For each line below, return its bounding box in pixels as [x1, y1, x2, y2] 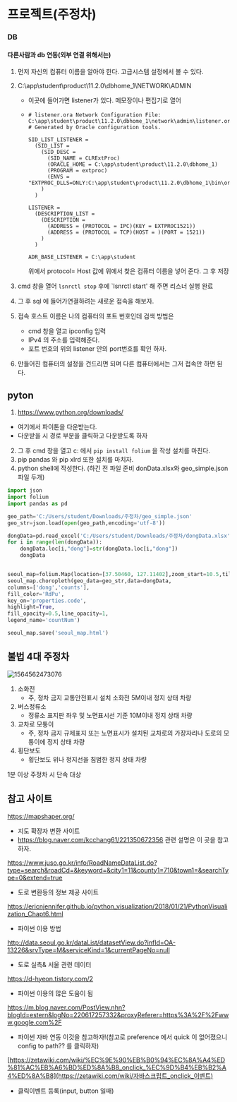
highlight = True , [7, 604, 55, 611]
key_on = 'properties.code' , [7, 597, 87, 604]
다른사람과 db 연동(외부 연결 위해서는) [7, 50, 111, 59]
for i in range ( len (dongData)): [7, 539, 102, 546]
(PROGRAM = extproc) [47, 167, 108, 174]
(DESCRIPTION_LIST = [34, 210, 95, 217]
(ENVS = [47, 174, 70, 181]
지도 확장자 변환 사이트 [17, 827, 80, 835]
